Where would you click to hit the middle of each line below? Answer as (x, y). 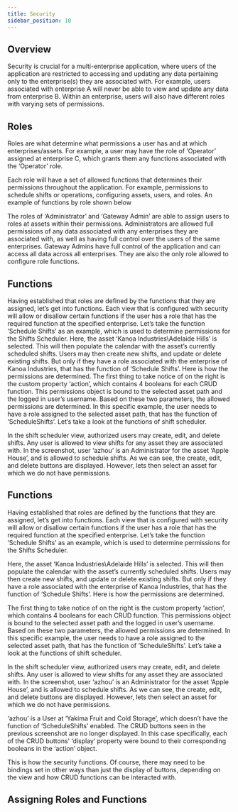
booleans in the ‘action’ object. (52, 748)
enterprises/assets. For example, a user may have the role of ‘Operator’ (112, 151)
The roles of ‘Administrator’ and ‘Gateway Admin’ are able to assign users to (118, 216)
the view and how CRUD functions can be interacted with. (92, 777)
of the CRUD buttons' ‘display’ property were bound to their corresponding (117, 741)
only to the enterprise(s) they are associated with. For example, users (109, 82)
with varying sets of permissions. (56, 104)
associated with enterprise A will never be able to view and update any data (118, 89)
